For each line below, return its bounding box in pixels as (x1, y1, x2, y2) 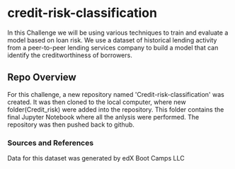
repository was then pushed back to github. (7, 120, 134, 129)
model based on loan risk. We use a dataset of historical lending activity (7, 35, 217, 44)
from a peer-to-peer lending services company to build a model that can (7, 43, 219, 52)
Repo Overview (7, 71, 76, 83)
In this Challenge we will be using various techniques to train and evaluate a (7, 28, 229, 37)
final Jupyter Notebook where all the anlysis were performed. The (7, 112, 200, 121)
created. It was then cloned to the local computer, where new (7, 98, 186, 106)
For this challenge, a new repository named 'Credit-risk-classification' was (7, 90, 224, 98)
